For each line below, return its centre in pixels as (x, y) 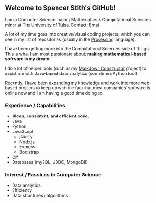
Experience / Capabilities (35, 105)
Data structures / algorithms (40, 196)
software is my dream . (28, 59)
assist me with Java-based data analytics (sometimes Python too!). (72, 73)
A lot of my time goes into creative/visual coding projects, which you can (77, 34)
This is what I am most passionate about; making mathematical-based (76, 54)
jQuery (26, 137)
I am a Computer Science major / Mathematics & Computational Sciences (78, 19)
